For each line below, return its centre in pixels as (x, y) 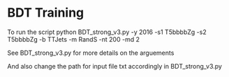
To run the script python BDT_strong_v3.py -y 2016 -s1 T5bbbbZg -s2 (107, 32)
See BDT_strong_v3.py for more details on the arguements (91, 53)
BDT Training (46, 13)
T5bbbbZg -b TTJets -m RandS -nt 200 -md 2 (73, 39)
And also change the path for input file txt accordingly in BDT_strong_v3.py (114, 66)
